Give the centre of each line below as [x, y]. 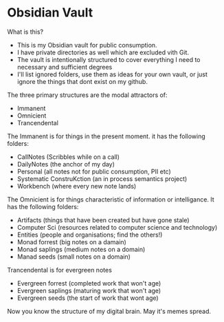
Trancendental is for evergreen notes [59, 270]
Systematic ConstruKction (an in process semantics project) [102, 179]
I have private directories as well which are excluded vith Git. [103, 52]
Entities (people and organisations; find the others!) [90, 235]
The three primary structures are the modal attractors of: [87, 95]
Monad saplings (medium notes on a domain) [81, 249]
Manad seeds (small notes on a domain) [74, 257]
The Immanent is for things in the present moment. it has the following [107, 136]
